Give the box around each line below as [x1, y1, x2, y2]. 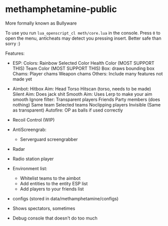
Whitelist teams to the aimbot [20, 175, 81, 181]
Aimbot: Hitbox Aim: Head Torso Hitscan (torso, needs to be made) [12, 85, 151, 91]
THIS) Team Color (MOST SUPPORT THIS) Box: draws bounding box [12, 65, 155, 71]
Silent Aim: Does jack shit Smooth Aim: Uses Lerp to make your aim [12, 91, 152, 97]
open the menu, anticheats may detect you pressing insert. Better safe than [5, 35, 162, 41]
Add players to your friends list [20, 186, 84, 192]
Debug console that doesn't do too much [12, 215, 98, 221]
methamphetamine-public [5, 4, 117, 15]
